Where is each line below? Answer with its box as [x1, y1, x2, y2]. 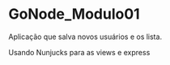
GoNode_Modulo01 [8, 5, 140, 24]
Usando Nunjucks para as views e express [8, 47, 151, 57]
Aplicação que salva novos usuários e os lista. [8, 32, 163, 41]
